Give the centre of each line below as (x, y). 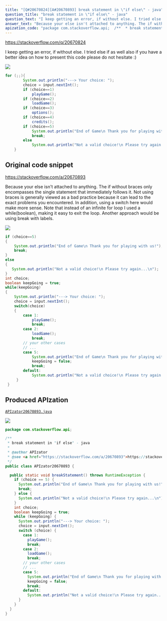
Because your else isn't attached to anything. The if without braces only (79, 186)
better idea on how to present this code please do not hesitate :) (71, 57)
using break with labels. (29, 218)
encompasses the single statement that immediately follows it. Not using (79, 192)
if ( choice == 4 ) (39, 117)
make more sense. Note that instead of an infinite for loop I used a (73, 208)
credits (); (43, 122)
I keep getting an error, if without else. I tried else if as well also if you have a (83, 52)
